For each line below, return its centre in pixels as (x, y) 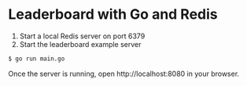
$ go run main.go (37, 59)
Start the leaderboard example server (80, 44)
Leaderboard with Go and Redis (113, 14)
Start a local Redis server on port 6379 (82, 36)
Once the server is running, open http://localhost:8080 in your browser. (124, 73)
